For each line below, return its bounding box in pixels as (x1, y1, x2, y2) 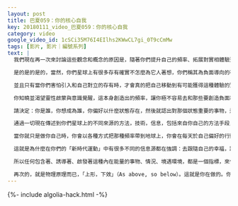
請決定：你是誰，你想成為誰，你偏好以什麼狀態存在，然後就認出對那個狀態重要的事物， (13, 107, 230, 114)
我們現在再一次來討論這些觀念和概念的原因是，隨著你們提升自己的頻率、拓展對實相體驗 (13, 56, 230, 63)
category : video (7, 30, 55, 37)
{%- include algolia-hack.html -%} (7, 190, 108, 198)
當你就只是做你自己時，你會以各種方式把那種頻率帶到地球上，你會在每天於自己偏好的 (13, 133, 225, 140)
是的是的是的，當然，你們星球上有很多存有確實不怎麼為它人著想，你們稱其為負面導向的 (13, 68, 230, 76)
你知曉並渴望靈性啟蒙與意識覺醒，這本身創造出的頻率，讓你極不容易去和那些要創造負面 (13, 95, 230, 102)
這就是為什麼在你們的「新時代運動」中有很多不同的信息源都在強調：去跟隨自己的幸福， (13, 145, 230, 152)
